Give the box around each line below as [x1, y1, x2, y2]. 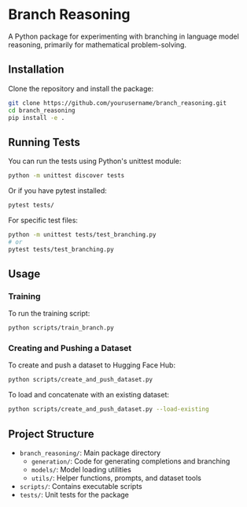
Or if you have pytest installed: [8, 186, 108, 196]
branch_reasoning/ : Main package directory [19, 448, 161, 457]
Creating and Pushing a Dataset [8, 343, 132, 354]
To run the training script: [8, 309, 90, 319]
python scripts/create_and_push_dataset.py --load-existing [8, 405, 210, 413]
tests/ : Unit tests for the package [19, 490, 130, 499]
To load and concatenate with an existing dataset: [8, 390, 170, 400]
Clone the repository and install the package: [8, 84, 154, 93]
